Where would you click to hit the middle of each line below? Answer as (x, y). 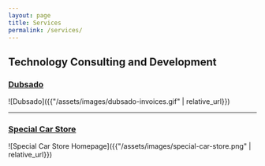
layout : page (30, 15)
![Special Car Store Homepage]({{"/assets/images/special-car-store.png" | (130, 146)
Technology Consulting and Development (112, 62)
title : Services (35, 23)
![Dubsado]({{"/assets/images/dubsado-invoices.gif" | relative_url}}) (119, 101)
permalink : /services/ (45, 30)
